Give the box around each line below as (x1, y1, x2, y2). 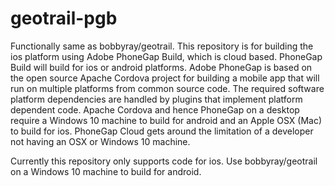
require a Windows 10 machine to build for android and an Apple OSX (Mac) (10, 114, 323, 126)
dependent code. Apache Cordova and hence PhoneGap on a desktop (10, 103, 300, 116)
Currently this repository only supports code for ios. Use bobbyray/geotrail (10, 155, 318, 167)
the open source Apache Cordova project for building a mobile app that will (10, 72, 320, 84)
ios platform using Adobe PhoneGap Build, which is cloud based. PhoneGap (10, 50, 323, 62)
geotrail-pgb (10, 7, 118, 30)
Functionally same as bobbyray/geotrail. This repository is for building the (10, 40, 314, 52)
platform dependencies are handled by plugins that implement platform (10, 93, 303, 105)
